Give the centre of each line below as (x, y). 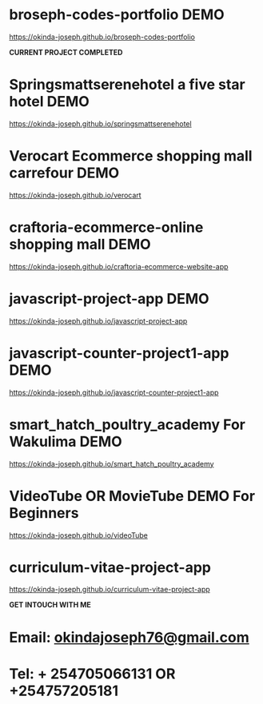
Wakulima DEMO (66, 441)
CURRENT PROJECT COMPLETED (66, 52)
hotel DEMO (50, 102)
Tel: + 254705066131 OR (92, 674)
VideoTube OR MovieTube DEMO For (132, 496)
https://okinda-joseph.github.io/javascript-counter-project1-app (114, 392)
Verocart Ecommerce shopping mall (131, 156)
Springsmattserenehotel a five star (128, 85)
